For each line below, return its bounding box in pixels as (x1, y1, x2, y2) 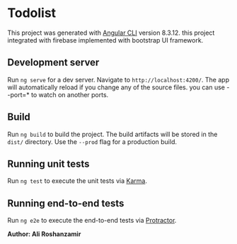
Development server (7, 57, 100, 69)
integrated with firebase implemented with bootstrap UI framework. (7, 35, 204, 44)
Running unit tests (7, 157, 90, 170)
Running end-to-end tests (7, 197, 125, 209)
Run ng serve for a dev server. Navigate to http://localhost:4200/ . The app (7, 75, 230, 84)
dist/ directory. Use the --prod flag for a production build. (7, 137, 177, 146)
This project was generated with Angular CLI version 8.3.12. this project (7, 28, 215, 37)
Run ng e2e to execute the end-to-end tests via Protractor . (7, 216, 177, 225)
